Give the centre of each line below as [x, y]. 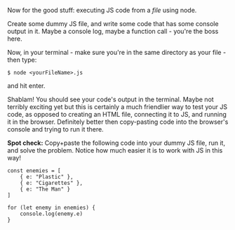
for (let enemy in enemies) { [52, 207]
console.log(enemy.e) [51, 214]
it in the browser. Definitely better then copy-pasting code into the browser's [118, 122]
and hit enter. [26, 86]
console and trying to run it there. [55, 129]
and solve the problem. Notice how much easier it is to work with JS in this [115, 150]
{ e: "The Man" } [45, 189]
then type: [22, 60]
